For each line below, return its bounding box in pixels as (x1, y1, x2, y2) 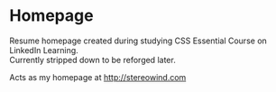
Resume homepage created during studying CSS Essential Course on (9, 35, 268, 46)
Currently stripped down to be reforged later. (9, 54, 176, 65)
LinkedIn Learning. (9, 44, 78, 55)
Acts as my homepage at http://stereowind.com (9, 71, 187, 82)
